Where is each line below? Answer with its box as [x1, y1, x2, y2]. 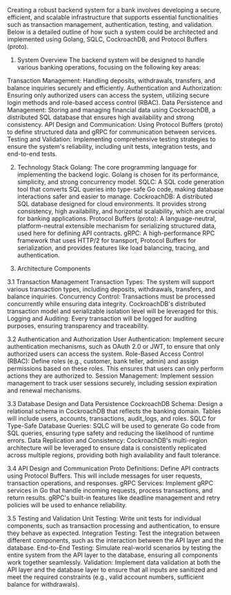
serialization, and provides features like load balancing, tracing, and [17, 244, 210, 252]
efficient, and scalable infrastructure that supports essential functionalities [7, 13, 219, 21]
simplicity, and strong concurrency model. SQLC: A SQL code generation [17, 178, 225, 185]
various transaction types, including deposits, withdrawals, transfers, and [7, 285, 216, 293]
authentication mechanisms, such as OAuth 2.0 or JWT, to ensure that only [7, 343, 221, 350]
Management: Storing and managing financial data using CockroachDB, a [7, 106, 216, 114]
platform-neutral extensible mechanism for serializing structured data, [17, 222, 217, 230]
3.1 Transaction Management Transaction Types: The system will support [7, 278, 215, 285]
